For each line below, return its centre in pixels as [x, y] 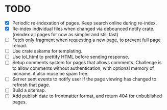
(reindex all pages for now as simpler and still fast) [65, 35]
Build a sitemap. [29, 90]
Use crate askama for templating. [47, 51]
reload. [20, 46]
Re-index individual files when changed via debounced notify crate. [83, 29]
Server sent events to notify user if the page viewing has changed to [84, 79]
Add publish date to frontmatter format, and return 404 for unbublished [87, 96]
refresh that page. [31, 85]
